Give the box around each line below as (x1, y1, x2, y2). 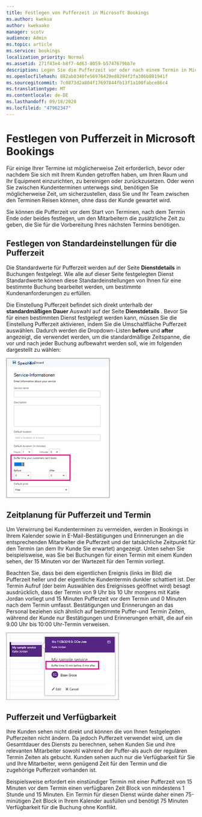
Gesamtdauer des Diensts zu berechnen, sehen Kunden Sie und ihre (6, 741, 176, 748)
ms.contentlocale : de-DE (6, 92, 69, 99)
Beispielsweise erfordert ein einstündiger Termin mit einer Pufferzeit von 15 (6, 778, 192, 786)
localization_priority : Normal (6, 54, 85, 60)
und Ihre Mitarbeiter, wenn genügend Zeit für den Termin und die (6, 760, 167, 768)
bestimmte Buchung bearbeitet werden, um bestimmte (6, 283, 141, 290)
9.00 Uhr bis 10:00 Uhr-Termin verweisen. (6, 621, 110, 628)
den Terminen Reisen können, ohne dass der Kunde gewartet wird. (6, 196, 171, 204)
